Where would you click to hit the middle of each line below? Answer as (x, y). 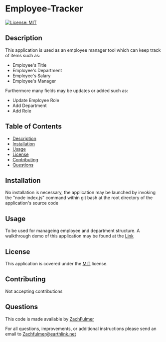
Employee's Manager (34, 81)
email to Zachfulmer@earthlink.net (41, 334)
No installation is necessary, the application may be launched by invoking (81, 193)
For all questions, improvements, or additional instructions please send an (81, 329)
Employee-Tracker (44, 9)
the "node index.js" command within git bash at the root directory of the (79, 198)
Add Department (29, 106)
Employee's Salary (31, 76)
